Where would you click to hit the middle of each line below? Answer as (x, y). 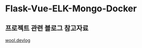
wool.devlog (18, 40)
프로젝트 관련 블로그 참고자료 (47, 28)
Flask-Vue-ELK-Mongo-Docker (71, 9)
